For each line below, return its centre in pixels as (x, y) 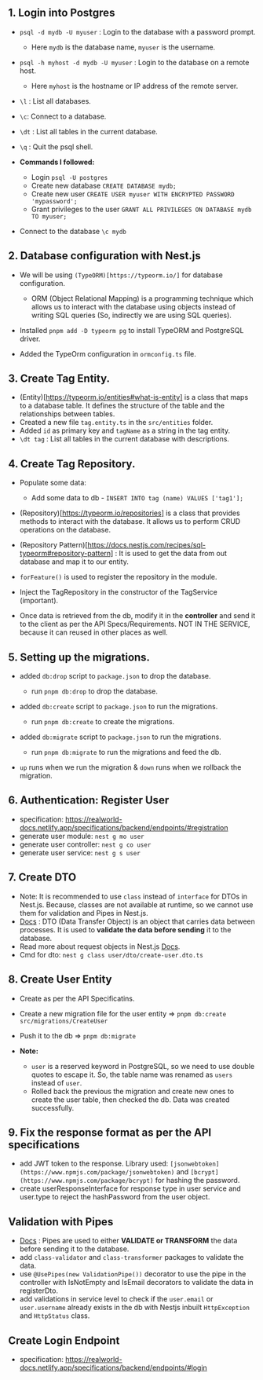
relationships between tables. (67, 414)
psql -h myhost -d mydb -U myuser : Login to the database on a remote (134, 62)
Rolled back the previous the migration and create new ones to (133, 1091)
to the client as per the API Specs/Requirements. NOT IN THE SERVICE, (135, 624)
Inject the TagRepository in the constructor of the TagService (118, 592)
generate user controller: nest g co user (85, 844)
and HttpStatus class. (55, 1316)
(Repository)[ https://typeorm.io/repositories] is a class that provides (130, 513)
